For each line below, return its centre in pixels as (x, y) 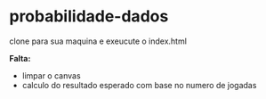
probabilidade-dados (89, 16)
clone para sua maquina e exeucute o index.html (98, 41)
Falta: (20, 58)
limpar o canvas (52, 75)
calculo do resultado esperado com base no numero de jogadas (139, 85)
